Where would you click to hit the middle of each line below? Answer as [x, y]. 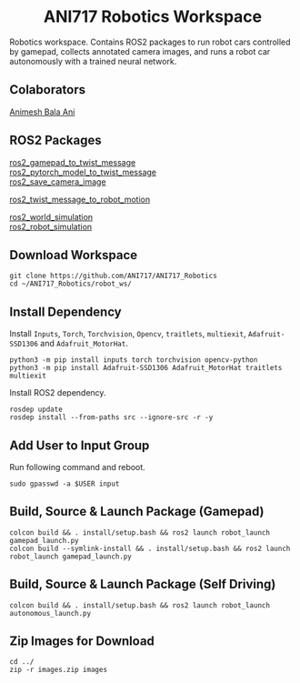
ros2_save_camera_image [58, 181]
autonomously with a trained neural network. [93, 61]
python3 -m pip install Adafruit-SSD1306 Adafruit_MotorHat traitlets [146, 368]
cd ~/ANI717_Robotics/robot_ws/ [70, 284]
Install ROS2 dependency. [58, 393]
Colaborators [48, 90]
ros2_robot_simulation [51, 226]
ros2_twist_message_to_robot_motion [80, 199]
